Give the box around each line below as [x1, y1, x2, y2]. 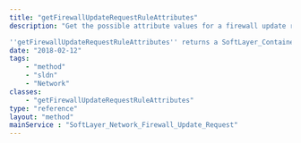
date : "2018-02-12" [9, 46, 82, 55]
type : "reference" [9, 104, 78, 113]
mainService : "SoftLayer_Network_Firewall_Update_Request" [9, 121, 239, 130]
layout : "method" [9, 113, 74, 122]
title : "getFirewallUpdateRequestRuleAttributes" [9, 13, 199, 22]
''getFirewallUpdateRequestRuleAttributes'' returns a [9, 38, 219, 46]
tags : [9, 55, 30, 63]
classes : [9, 87, 42, 97]
